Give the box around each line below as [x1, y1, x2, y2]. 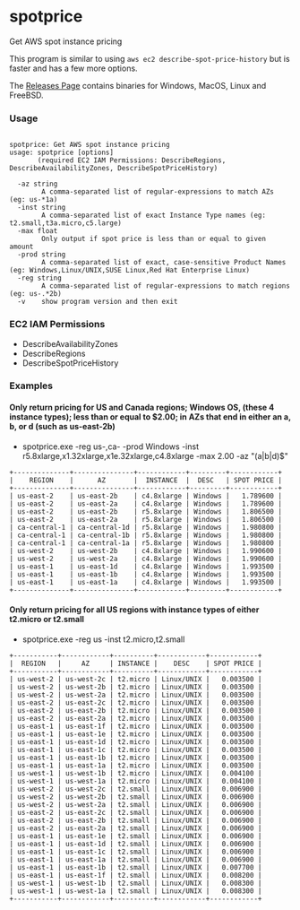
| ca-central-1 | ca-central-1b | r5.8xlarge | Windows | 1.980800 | [9, 531, 282, 540]
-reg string [17, 273, 63, 283]
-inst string [17, 204, 66, 212]
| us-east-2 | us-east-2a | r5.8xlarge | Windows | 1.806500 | [9, 515, 282, 524]
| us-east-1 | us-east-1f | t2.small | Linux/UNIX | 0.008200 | [9, 871, 262, 880]
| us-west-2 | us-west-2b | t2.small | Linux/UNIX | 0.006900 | [9, 792, 262, 802]
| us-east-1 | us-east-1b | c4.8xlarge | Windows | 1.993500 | [9, 569, 282, 579]
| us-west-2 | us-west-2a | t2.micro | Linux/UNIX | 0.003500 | [9, 690, 262, 699]
